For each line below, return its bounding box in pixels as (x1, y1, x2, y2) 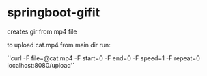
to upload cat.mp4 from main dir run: (7, 40, 111, 49)
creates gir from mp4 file (7, 27, 77, 36)
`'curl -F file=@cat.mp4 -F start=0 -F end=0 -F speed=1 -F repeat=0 (7, 53, 200, 62)
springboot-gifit (7, 5, 100, 21)
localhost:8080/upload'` (7, 61, 75, 69)
